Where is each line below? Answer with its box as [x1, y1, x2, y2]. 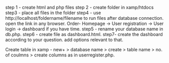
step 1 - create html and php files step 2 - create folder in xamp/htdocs [5, 5, 154, 10]
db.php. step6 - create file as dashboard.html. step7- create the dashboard [5, 31, 163, 37]
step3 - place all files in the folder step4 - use [5, 10, 101, 16]
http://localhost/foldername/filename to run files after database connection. [5, 15, 164, 21]
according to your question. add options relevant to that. [5, 37, 124, 43]
